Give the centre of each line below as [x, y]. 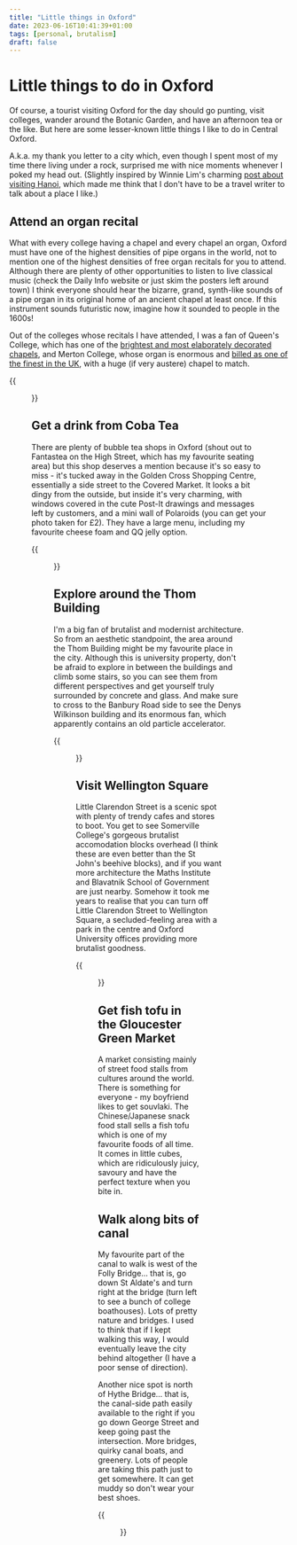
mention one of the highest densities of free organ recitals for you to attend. [148, 261]
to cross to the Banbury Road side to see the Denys [148, 705]
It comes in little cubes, [141, 1154]
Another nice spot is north [145, 1385]
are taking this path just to [145, 1470]
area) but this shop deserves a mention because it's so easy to [146, 465]
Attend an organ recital [74, 221]
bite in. [110, 1191]
